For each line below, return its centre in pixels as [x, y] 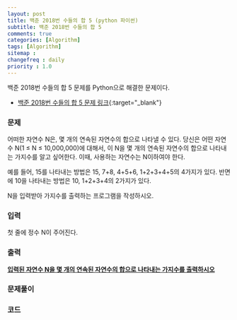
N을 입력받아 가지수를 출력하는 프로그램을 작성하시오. [81, 196]
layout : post [27, 14]
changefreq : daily [36, 60]
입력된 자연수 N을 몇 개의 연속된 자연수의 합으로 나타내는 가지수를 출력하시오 [111, 269]
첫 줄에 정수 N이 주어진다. [43, 232]
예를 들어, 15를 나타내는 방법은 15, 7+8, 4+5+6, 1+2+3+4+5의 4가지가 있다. [112, 172]
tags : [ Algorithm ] [34, 47]
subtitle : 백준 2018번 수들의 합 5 [54, 27]
